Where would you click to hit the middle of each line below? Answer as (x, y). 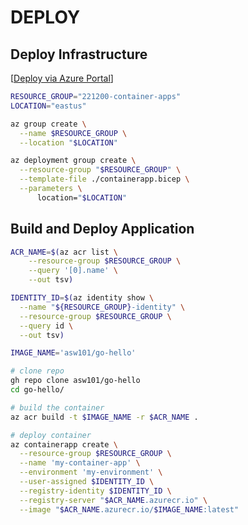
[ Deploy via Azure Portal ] (62, 78)
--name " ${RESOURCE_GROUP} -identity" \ (102, 307)
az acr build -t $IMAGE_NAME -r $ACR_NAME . (104, 417)
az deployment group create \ (73, 161)
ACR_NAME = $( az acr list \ (64, 252)
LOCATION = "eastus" (48, 106)
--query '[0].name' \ (73, 271)
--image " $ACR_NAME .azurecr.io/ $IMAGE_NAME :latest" (129, 509)
